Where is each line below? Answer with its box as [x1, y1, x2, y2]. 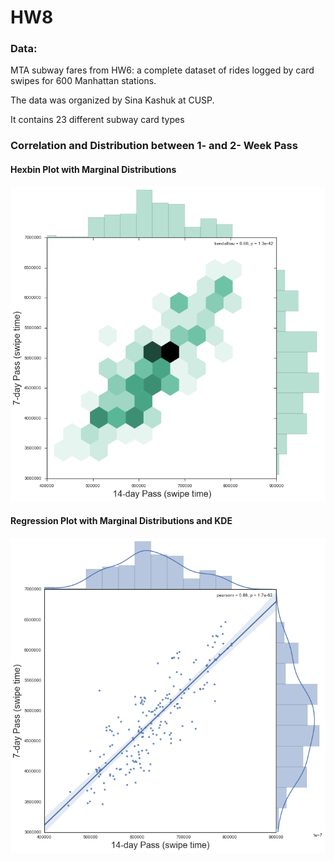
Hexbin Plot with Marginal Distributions [10, 164, 177, 175]
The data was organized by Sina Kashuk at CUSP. [10, 94, 215, 106]
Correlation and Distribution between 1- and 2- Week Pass [10, 139, 298, 153]
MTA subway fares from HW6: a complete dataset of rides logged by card [10, 64, 315, 76]
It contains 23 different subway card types [10, 114, 185, 126]
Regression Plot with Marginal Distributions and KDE [10, 515, 233, 527]
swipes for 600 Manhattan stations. [10, 75, 157, 87]
